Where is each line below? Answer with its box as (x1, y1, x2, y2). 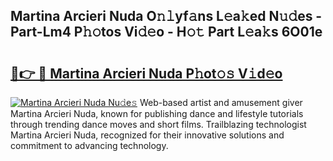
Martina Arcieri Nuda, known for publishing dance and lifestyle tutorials (10, 108, 304, 119)
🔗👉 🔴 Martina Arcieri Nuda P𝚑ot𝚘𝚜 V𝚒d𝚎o (10, 65, 283, 82)
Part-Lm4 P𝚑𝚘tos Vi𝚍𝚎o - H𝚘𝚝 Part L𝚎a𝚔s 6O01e (10, 24, 323, 41)
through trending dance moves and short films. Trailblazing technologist (10, 119, 307, 130)
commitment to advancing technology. (10, 140, 169, 151)
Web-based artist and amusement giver (139, 97, 303, 108)
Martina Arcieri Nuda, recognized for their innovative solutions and (10, 129, 285, 141)
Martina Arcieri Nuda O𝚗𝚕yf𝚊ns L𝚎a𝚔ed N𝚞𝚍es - (10, 8, 323, 25)
